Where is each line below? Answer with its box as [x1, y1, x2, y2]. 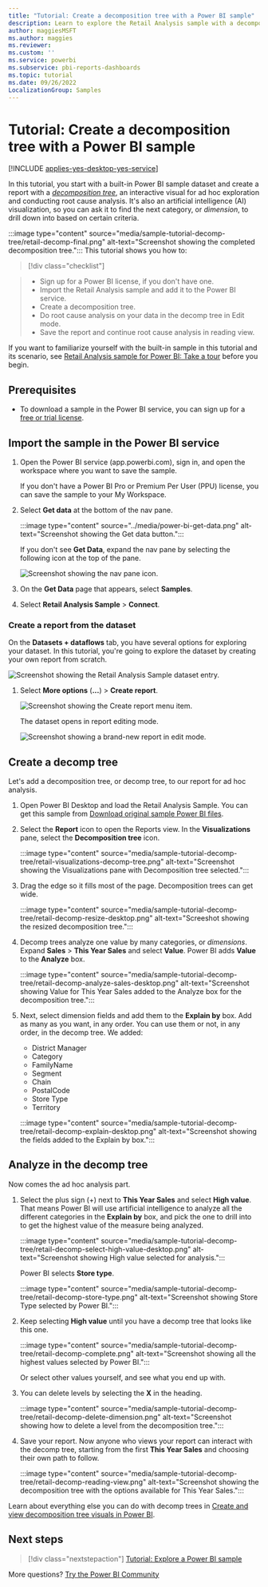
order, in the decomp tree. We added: [19, 1028, 144, 1037]
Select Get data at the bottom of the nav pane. [19, 505, 173, 515]
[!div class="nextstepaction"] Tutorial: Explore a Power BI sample [27, 1553, 242, 1563]
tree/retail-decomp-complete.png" [19, 1348, 134, 1358]
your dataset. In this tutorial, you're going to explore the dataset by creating [8, 646, 257, 656]
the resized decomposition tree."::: [19, 922, 134, 932]
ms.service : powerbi [8, 57, 77, 65]
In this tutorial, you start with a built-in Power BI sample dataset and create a [8, 179, 259, 189]
